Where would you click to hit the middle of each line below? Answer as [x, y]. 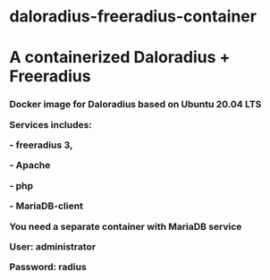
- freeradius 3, [41, 145]
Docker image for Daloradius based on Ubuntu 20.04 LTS [135, 105]
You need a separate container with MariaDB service [126, 226]
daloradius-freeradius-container [133, 17]
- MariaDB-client [46, 206]
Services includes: [51, 124]
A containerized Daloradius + [120, 58]
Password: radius [48, 267]
